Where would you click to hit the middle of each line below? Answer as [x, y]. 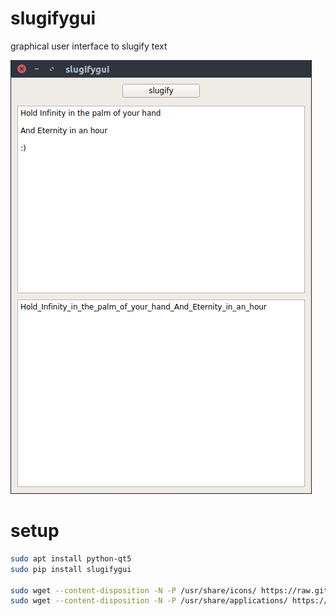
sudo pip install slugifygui [71, 569]
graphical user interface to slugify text [89, 46]
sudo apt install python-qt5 [71, 558]
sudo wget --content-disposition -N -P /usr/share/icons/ [133, 590]
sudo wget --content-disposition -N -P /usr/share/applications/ [149, 601]
